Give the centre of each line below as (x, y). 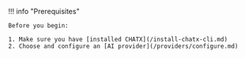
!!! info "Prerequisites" (44, 11)
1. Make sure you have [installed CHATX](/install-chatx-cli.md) (118, 39)
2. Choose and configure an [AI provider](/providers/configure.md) (123, 46)
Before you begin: (38, 26)
